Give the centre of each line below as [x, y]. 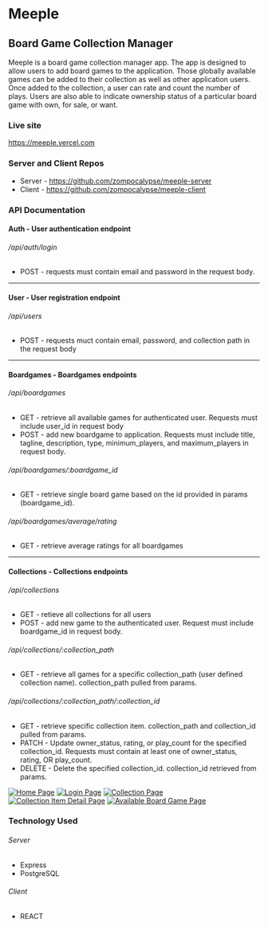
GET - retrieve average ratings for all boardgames [101, 546]
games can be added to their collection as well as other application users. [130, 79]
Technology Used [43, 821]
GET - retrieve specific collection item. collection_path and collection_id [138, 725]
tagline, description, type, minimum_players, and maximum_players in [134, 442]
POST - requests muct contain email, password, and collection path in [135, 340]
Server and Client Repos [56, 163]
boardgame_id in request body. [71, 631]
